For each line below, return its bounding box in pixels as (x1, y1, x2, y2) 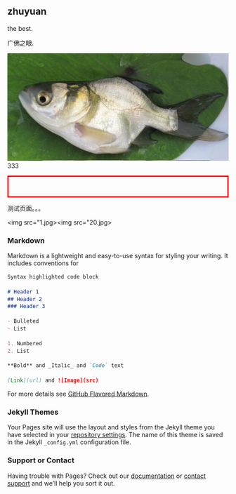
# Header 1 (7, 288, 39, 295)
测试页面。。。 (7, 203, 44, 213)
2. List (7, 347, 30, 354)
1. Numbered (7, 340, 42, 347)
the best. (7, 24, 33, 32)
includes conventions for (7, 259, 79, 267)
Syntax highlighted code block (7, 273, 99, 280)
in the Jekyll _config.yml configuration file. (7, 438, 131, 446)
